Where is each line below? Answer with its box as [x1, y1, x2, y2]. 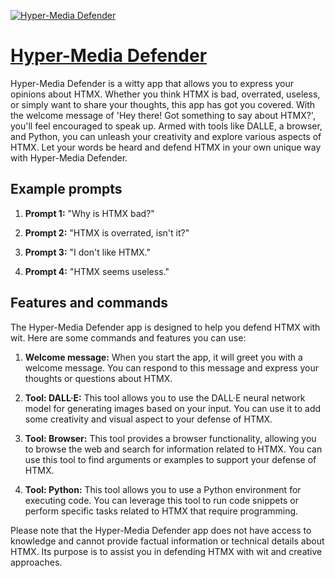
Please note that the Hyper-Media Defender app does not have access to [10, 524, 312, 536]
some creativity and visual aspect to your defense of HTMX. [24, 413, 273, 425]
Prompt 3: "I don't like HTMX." [24, 246, 151, 258]
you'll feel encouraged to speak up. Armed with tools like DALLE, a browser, [10, 120, 323, 132]
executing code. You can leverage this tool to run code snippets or [24, 494, 299, 506]
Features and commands [10, 295, 168, 312]
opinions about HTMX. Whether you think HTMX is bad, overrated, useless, [10, 88, 321, 100]
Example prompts [10, 181, 123, 198]
